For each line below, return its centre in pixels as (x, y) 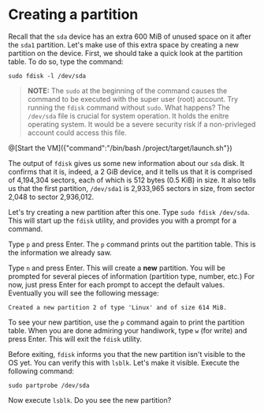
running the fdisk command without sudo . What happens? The (128, 107)
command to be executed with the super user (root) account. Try (133, 99)
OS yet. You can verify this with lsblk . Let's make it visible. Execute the (124, 362)
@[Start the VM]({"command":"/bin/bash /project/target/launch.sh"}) (120, 148)
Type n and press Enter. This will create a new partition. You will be (117, 268)
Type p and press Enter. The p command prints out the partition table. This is (132, 244)
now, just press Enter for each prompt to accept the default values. (117, 284)
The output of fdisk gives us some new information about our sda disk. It (126, 163)
